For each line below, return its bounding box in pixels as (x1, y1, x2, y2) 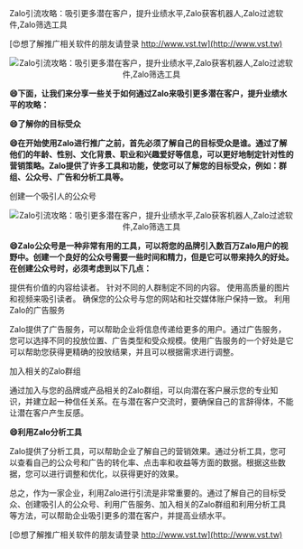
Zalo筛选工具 (19, 19, 68, 30)
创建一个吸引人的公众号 (9, 191, 96, 201)
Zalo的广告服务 (9, 305, 66, 315)
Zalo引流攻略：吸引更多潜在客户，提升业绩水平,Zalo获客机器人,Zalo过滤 (9, 8, 276, 18)
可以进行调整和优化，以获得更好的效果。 (32, 469, 183, 479)
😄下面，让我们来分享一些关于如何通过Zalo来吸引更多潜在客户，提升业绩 (9, 88, 280, 98)
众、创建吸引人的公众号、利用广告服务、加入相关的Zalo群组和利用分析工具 (9, 499, 287, 509)
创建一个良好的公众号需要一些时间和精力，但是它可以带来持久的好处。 (32, 252, 294, 262)
